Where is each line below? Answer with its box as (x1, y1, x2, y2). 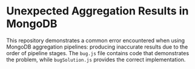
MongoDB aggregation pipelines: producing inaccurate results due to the (6, 43, 188, 50)
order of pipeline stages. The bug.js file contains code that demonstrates (6, 49, 190, 56)
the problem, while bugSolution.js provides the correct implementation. (6, 56, 186, 63)
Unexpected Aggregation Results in (6, 4, 189, 18)
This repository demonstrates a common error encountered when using (6, 37, 185, 44)
